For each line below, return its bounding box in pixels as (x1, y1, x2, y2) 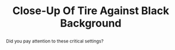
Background (60, 16, 122, 30)
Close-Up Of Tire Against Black (12, 4, 170, 18)
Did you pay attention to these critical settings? (5, 38, 104, 44)
